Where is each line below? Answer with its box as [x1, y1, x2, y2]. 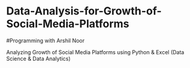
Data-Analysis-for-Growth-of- [6, 4, 162, 18]
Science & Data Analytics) [6, 55, 71, 62]
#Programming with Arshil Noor [6, 37, 85, 44]
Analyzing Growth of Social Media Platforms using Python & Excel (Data [6, 48, 185, 55]
